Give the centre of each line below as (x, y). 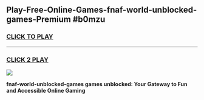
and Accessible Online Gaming (46, 90)
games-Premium (39, 20)
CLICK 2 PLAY (27, 59)
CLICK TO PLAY (30, 37)
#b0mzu (89, 20)
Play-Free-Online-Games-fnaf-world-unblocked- (102, 10)
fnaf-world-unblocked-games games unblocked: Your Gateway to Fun (97, 84)
